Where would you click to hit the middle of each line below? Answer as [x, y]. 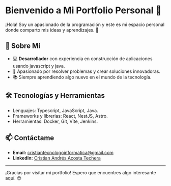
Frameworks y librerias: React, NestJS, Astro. [60, 116]
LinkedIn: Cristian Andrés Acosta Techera [56, 158]
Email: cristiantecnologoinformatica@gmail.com [63, 153]
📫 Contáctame [30, 138]
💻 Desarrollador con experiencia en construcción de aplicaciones [82, 59]
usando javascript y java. [39, 66]
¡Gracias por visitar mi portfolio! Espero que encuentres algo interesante [81, 173]
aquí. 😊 [13, 178]
